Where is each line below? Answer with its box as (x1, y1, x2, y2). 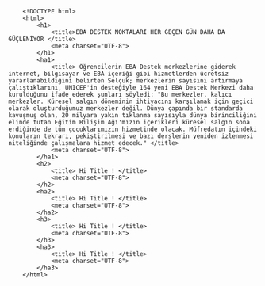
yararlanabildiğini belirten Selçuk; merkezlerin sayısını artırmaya (8, 77, 244, 85)
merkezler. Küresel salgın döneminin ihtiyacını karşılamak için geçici (8, 97, 254, 105)
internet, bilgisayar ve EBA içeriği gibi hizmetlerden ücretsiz (8, 70, 229, 78)
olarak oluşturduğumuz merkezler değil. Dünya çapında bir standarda (8, 105, 244, 112)
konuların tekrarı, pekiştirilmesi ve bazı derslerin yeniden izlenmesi (8, 132, 254, 140)
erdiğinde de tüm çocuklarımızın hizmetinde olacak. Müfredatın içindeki (8, 125, 258, 133)
